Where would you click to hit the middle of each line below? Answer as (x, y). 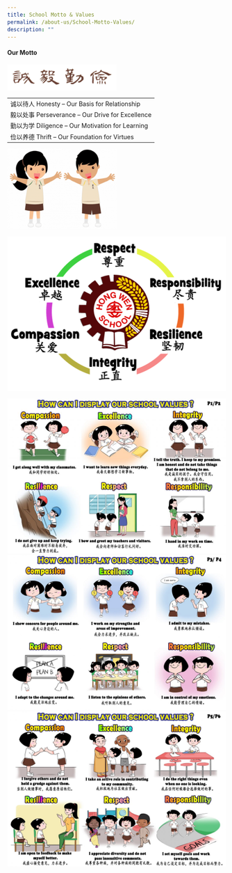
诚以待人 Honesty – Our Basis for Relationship (75, 104)
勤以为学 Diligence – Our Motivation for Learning (79, 126)
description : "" (31, 29)
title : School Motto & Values (51, 15)
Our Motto (22, 52)
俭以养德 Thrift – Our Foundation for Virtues (72, 136)
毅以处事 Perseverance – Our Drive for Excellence (81, 115)
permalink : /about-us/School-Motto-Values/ (71, 22)
